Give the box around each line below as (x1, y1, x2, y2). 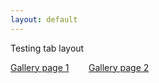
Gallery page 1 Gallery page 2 (10, 61, 150, 73)
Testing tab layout (10, 42, 85, 54)
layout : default (10, 14, 78, 25)
